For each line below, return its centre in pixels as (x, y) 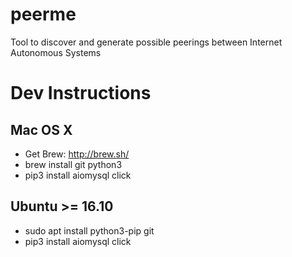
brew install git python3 (73, 164)
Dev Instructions (81, 93)
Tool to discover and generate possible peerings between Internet (146, 42)
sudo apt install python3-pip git (89, 230)
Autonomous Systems (56, 52)
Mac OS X (41, 129)
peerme (43, 14)
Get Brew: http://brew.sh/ (77, 154)
